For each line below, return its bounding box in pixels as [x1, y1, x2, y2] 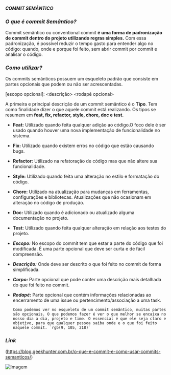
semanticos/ [5, 354, 32, 360]
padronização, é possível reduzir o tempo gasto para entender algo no [5, 40, 154, 47]
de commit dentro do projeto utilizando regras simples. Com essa [5, 35, 146, 41]
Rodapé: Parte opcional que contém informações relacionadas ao [12, 292, 152, 298]
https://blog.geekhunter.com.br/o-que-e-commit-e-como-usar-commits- [7, 348, 161, 355]
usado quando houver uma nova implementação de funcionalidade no [12, 127, 160, 134]
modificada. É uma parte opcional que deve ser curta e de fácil [12, 246, 145, 252]
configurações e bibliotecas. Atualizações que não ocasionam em [12, 194, 152, 200]
